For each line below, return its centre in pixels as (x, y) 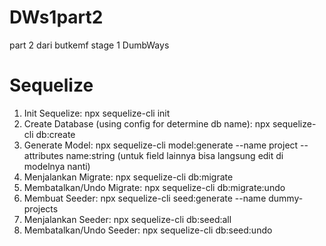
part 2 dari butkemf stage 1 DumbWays (89, 45)
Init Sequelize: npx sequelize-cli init (97, 113)
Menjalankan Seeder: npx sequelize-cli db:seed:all (127, 219)
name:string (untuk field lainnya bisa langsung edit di (174, 155)
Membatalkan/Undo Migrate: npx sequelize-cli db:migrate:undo (154, 187)
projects (41, 208)
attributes (43, 155)
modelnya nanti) (57, 166)
